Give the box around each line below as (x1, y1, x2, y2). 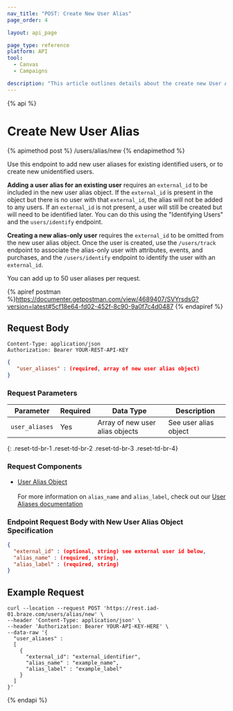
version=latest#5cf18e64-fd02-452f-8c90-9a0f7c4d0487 (7, 302, 174, 310)
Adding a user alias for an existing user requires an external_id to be (7, 181, 208, 189)
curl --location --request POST (7, 605, 101, 612)
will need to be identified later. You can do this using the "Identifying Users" (7, 210, 224, 219)
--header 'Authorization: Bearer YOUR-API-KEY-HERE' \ (7, 623, 169, 630)
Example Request (7, 586, 85, 598)
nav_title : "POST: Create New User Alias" (7, 10, 132, 17)
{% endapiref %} (175, 302, 223, 310)
